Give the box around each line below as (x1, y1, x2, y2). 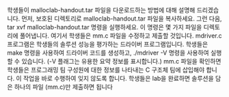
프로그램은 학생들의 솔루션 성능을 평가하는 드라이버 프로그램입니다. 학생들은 (7, 40, 208, 48)
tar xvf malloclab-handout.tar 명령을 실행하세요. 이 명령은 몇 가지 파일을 (7, 23, 202, 31)
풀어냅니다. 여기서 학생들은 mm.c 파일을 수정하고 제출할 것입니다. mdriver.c (19, 31, 222, 40)
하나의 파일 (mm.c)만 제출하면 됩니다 (14, 83, 113, 91)
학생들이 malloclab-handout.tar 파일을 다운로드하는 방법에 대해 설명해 (7, 6, 196, 14)
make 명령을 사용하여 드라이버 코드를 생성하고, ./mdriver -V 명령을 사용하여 (7, 48, 210, 57)
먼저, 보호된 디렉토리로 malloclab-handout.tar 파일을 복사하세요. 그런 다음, (21, 14, 222, 23)
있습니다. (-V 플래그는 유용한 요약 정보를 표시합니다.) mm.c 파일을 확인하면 (21, 57, 221, 65)
